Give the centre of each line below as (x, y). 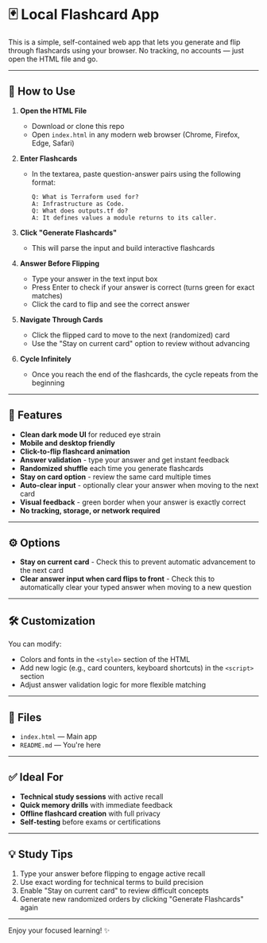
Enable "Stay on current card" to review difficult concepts (114, 890)
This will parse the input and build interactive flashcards (123, 247)
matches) (47, 295)
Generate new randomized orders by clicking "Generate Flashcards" (132, 898)
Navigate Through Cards (61, 319)
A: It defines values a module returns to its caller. (124, 218)
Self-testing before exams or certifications (90, 822)
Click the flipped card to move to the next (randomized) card (131, 335)
